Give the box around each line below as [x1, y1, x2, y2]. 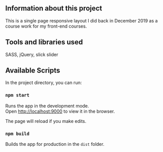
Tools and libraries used [5, 38, 83, 46]
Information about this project [5, 4, 102, 13]
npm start [5, 92, 30, 98]
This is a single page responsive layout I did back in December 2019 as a [5, 17, 158, 23]
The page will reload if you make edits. [5, 118, 87, 124]
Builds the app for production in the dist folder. [5, 141, 104, 147]
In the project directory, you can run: [5, 80, 82, 86]
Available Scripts [5, 66, 60, 75]
